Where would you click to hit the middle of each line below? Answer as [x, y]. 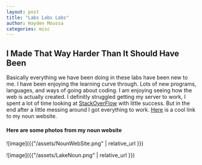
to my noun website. [32, 116]
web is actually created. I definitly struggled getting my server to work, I [96, 97]
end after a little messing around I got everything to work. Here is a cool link [101, 110]
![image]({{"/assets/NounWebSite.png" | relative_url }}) [75, 144]
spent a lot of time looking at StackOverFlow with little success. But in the [98, 103]
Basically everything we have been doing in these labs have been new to [97, 78]
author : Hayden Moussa [35, 23]
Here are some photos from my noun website [64, 130]
